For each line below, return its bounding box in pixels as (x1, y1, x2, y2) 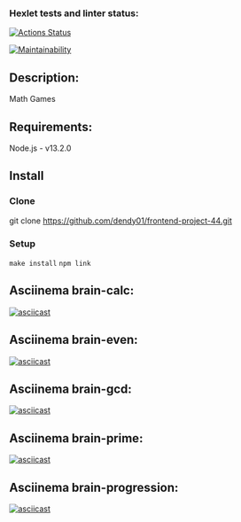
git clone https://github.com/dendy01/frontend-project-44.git (9, 215, 232, 226)
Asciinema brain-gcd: (9, 381, 133, 396)
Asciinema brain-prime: (9, 431, 144, 446)
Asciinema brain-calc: (9, 283, 135, 299)
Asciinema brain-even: (9, 332, 139, 347)
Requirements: (9, 119, 93, 135)
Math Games (9, 94, 56, 105)
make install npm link (9, 259, 91, 268)
